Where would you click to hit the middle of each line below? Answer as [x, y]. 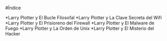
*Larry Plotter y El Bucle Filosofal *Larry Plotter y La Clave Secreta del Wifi [83, 17]
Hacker [13, 34]
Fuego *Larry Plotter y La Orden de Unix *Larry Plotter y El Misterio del [80, 28]
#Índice [13, 8]
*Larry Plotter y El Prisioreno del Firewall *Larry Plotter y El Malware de [80, 23]
